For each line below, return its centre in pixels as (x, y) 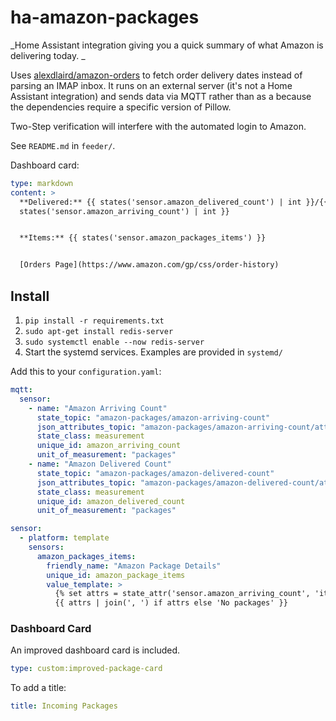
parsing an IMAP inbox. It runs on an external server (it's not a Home (151, 85)
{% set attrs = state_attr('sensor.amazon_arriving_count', (182, 594)
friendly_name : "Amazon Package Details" (134, 566)
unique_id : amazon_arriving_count (109, 446)
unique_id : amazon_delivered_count (111, 501)
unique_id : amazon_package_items (116, 575)
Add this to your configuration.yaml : (86, 371)
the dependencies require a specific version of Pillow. (121, 107)
